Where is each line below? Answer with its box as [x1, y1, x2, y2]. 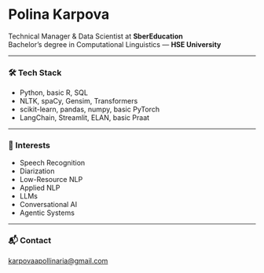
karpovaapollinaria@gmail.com [8, 256, 108, 265]
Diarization [19, 166, 55, 176]
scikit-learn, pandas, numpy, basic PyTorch [19, 104, 159, 115]
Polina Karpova [8, 5, 110, 24]
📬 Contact [8, 235, 52, 246]
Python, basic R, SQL [19, 88, 89, 97]
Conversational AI [19, 199, 78, 209]
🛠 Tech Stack [8, 67, 62, 78]
